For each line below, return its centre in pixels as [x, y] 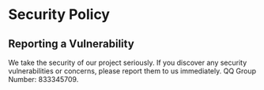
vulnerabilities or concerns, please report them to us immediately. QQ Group [132, 71]
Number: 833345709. [43, 79]
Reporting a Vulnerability [71, 44]
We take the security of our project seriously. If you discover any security [128, 62]
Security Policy [59, 15]
